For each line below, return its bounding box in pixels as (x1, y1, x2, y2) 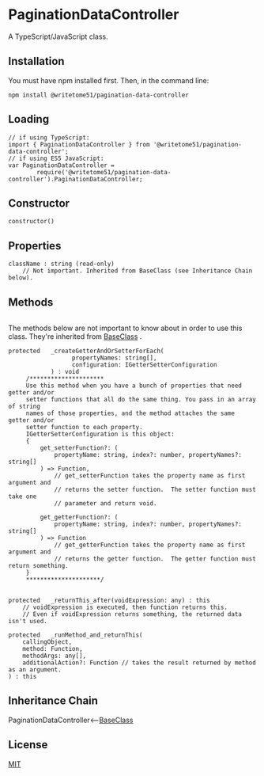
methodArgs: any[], (22, 652, 87, 660)
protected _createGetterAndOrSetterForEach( (8, 347, 164, 355)
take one (8, 493, 37, 500)
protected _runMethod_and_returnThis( (8, 631, 144, 639)
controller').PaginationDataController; (8, 175, 144, 183)
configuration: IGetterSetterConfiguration (71, 361, 217, 369)
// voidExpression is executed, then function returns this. (22, 603, 228, 611)
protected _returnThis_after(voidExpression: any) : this (8, 596, 211, 604)
